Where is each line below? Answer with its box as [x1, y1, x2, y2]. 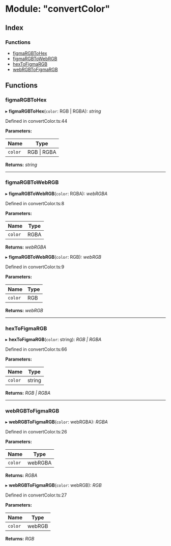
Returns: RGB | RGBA [5, 390, 51, 396]
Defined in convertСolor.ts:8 [5, 200, 65, 206]
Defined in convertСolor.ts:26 [5, 429, 67, 435]
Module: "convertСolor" [5, 3, 110, 15]
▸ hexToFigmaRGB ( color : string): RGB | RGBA [5, 337, 102, 343]
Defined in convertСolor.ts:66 [5, 346, 67, 352]
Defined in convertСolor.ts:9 [5, 263, 65, 270]
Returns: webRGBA [5, 244, 47, 250]
